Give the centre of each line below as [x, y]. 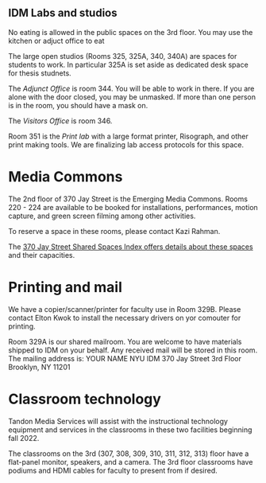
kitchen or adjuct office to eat [56, 41]
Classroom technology [85, 399]
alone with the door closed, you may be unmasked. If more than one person [132, 97]
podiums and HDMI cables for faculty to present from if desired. [113, 470]
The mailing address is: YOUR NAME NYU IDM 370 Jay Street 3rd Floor [125, 358]
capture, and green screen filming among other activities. [102, 216]
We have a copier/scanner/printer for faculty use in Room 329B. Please [125, 309]
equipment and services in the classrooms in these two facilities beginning [130, 430]
